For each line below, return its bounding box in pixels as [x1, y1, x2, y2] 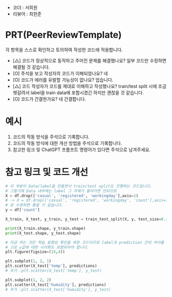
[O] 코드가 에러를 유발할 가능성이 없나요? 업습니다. [12, 76, 114, 83]
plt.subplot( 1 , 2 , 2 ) [5, 277, 52, 283]
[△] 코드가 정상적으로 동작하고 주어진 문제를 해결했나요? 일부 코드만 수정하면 [12, 57, 166, 63]
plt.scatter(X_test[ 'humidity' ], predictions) [5, 282, 106, 287]
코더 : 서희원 [12, 5, 38, 10]
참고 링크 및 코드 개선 [5, 166, 89, 178]
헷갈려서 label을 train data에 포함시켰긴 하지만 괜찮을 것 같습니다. [12, 89, 144, 96]
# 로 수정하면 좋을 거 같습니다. [5, 203, 64, 208]
